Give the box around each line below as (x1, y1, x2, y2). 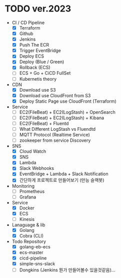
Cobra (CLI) (19, 232, 43, 238)
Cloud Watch (19, 148, 46, 154)
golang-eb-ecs (19, 243, 50, 249)
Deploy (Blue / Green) (19, 59, 64, 65)
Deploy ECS (19, 53, 44, 59)
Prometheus (19, 188, 45, 194)
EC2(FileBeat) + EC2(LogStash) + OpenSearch (19, 109, 115, 115)
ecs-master (19, 249, 43, 255)
